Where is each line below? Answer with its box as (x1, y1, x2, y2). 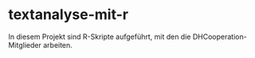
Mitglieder (8, 40, 42, 49)
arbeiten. (42, 40, 73, 49)
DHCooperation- (192, 32, 247, 41)
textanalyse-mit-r (8, 6, 129, 24)
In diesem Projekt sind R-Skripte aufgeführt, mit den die (8, 32, 191, 41)
